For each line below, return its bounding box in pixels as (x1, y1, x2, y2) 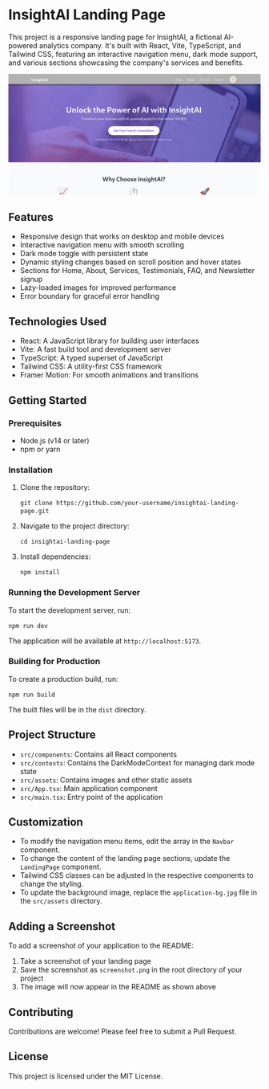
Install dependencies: (19, 552, 91, 561)
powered (8, 40, 38, 50)
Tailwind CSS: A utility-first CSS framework (19, 361, 163, 371)
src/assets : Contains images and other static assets (19, 775, 193, 785)
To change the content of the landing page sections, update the (19, 854, 231, 863)
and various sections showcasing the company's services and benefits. (8, 58, 244, 67)
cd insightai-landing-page (19, 538, 110, 546)
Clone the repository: (19, 483, 90, 492)
